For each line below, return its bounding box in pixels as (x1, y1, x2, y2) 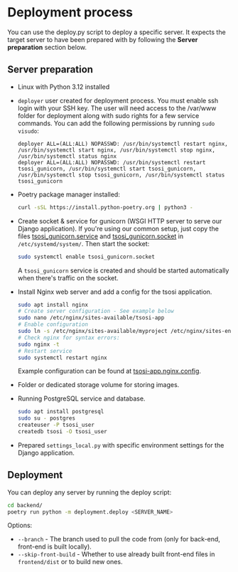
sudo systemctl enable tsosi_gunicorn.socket (17, 253, 155, 260)
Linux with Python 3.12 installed (17, 83, 110, 91)
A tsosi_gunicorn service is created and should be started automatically (17, 266, 229, 275)
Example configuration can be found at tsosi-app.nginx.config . (17, 367, 201, 376)
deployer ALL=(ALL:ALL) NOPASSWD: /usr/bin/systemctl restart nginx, (17, 140, 229, 147)
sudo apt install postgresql (17, 408, 104, 415)
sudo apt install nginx (17, 301, 89, 308)
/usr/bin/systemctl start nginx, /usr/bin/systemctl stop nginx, (17, 147, 215, 154)
